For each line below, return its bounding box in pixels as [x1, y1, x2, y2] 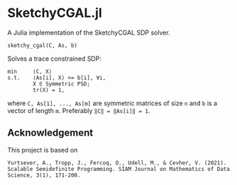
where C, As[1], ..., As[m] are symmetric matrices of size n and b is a [7, 99, 218, 107]
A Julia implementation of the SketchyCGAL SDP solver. [7, 28, 170, 37]
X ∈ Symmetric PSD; [33, 80, 91, 88]
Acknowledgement [7, 127, 94, 139]
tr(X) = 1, [33, 86, 65, 93]
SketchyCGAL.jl [7, 5, 103, 21]
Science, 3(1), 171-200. [7, 172, 81, 179]
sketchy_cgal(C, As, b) [7, 42, 78, 49]
